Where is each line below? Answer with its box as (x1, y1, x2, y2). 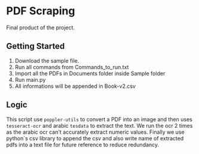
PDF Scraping (6, 4, 75, 18)
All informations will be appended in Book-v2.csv (14, 82, 136, 90)
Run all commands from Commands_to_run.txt (14, 63, 129, 70)
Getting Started (6, 41, 65, 51)
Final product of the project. (6, 24, 75, 31)
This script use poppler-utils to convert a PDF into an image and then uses (6, 115, 192, 123)
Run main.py (14, 76, 46, 83)
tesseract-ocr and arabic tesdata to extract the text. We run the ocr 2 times (6, 122, 193, 129)
